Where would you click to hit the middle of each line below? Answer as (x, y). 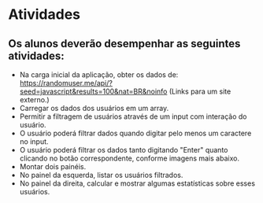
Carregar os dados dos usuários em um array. (94, 108)
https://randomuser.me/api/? (66, 83)
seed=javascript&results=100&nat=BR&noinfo (93, 91)
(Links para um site (200, 91)
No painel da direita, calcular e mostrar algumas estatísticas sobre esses (137, 183)
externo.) (34, 100)
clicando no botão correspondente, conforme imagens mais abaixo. (130, 158)
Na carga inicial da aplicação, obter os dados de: (99, 75)
